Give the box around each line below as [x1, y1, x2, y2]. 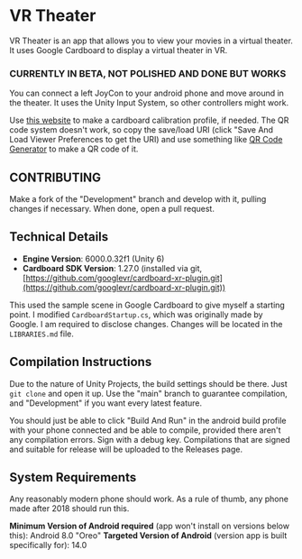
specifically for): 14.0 [9, 540, 87, 551]
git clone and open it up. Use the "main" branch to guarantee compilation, [9, 388, 288, 399]
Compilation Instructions [9, 354, 152, 370]
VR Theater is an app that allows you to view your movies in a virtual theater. [9, 35, 293, 46]
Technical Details [9, 229, 109, 244]
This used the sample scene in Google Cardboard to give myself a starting [9, 299, 286, 310]
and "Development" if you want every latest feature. [9, 398, 203, 408]
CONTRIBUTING [9, 170, 102, 185]
